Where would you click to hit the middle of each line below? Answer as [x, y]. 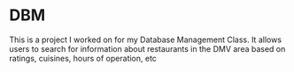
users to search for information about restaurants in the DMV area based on [147, 48]
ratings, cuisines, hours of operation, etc [83, 58]
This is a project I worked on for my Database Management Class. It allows [145, 40]
